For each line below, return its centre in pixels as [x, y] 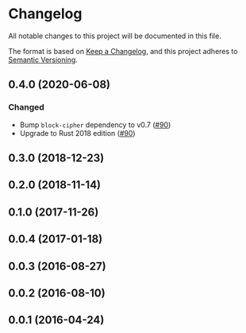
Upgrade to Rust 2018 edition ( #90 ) [78, 133]
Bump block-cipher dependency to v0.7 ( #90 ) [95, 125]
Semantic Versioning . [43, 60]
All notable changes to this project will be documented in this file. [115, 36]
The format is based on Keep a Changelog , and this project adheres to [123, 51]
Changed [27, 107]
